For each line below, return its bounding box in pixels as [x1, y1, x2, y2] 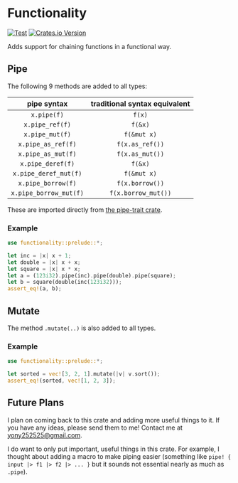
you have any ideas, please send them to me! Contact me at [7, 423, 183, 432]
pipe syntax [27, 98, 68, 108]
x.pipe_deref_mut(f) [13, 169, 82, 177]
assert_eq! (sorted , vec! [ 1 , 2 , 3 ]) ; [7, 377, 116, 385]
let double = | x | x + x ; [7, 258, 81, 266]
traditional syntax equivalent [90, 98, 190, 108]
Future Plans [7, 397, 65, 409]
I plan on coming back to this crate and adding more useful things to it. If [7, 415, 220, 424]
